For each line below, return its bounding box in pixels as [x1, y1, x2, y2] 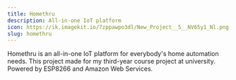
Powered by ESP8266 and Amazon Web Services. [7, 64, 153, 73]
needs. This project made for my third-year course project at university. [7, 57, 216, 66]
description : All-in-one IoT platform [7, 17, 122, 24]
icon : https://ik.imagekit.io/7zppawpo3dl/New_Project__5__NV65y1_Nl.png [7, 23, 230, 30]
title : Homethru [7, 10, 55, 18]
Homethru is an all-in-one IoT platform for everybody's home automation [7, 50, 219, 58]
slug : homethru [7, 30, 52, 38]
